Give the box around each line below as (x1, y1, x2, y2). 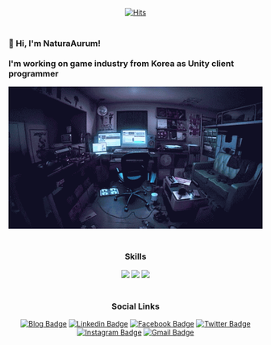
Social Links (111, 301, 160, 312)
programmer (8, 68, 59, 79)
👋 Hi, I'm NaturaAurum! (8, 37, 101, 48)
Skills (124, 251, 147, 262)
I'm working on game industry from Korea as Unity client (8, 57, 235, 69)
